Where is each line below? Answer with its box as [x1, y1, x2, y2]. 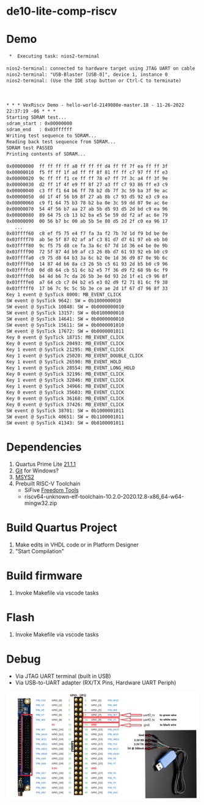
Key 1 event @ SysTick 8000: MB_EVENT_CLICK [6, 292, 122, 298]
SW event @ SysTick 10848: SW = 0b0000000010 [6, 304, 124, 310]
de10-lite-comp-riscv [6, 4, 117, 18]
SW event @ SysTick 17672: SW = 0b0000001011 [6, 328, 124, 334]
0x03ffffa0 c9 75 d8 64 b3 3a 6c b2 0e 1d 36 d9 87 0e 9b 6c [6, 255, 168, 261]
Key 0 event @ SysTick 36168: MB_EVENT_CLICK [6, 395, 124, 402]
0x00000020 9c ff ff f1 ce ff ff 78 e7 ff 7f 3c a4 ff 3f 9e [6, 175, 168, 182]
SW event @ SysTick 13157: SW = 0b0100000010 [6, 310, 124, 316]
